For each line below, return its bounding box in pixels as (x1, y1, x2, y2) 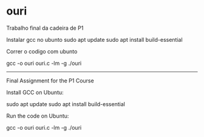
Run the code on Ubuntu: (6, 112, 69, 119)
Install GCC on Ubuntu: (6, 89, 64, 96)
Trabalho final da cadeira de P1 (6, 24, 84, 32)
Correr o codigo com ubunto (6, 47, 78, 55)
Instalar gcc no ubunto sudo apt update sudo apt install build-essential (6, 36, 183, 43)
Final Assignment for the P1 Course (6, 77, 94, 84)
